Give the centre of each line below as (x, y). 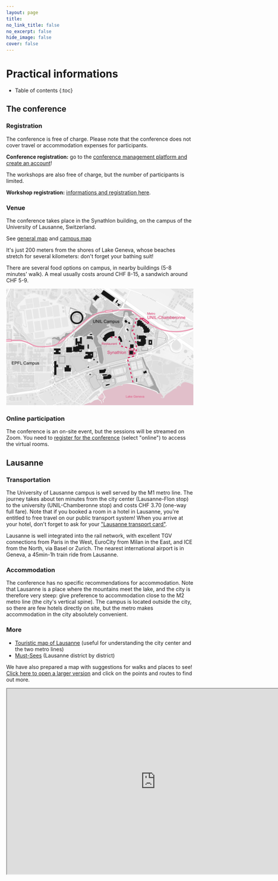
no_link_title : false (33, 25)
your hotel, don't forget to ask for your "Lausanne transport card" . (87, 524)
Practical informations (62, 74)
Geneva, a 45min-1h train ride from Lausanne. (62, 554)
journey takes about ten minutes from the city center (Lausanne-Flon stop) (97, 499)
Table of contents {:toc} (44, 90)
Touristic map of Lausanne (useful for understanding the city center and (103, 643)
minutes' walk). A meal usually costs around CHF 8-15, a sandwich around (97, 274)
